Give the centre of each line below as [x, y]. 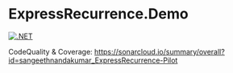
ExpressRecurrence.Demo [98, 14]
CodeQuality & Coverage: [50, 51]
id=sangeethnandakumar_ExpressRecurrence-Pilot [93, 60]
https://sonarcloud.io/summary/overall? [160, 51]
